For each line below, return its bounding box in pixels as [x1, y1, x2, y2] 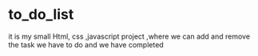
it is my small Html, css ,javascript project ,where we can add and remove [8, 32, 250, 41]
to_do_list [8, 6, 74, 24]
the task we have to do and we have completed [8, 39, 164, 49]
